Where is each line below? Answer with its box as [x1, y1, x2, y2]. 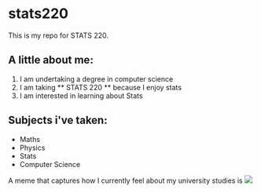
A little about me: [8, 53, 94, 67]
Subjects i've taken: [8, 114, 108, 127]
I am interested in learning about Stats [19, 91, 143, 100]
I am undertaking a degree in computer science [19, 74, 174, 83]
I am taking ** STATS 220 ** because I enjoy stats [19, 82, 182, 92]
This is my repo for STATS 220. [8, 31, 108, 40]
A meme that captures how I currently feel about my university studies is [8, 176, 243, 185]
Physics [19, 143, 46, 152]
